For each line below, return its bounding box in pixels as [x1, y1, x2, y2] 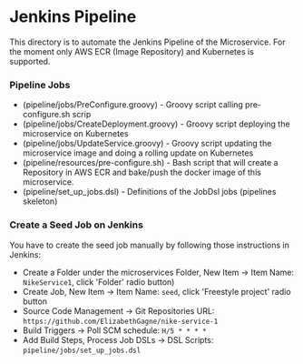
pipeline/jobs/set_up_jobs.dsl [22, 346, 142, 355]
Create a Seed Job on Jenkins [9, 218, 143, 231]
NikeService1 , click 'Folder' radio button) [22, 276, 175, 288]
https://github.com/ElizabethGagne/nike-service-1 [22, 317, 219, 326]
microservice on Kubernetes [22, 128, 129, 139]
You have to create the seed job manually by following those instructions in [9, 239, 290, 250]
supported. [9, 56, 51, 66]
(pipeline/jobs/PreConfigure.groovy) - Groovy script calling [22, 99, 243, 110]
